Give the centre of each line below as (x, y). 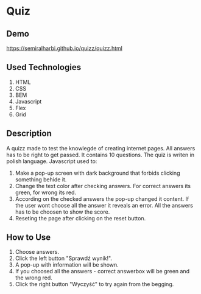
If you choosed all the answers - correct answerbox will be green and (102, 271)
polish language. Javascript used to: (52, 161)
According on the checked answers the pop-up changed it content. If (102, 198)
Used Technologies (44, 67)
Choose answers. (37, 252)
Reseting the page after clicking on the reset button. (80, 218)
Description (29, 134)
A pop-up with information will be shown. (67, 265)
